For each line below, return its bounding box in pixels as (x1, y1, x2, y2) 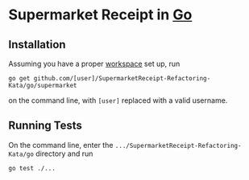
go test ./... (8, 164, 56, 172)
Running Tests (8, 119, 82, 133)
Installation (8, 38, 66, 51)
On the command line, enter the (8, 140, 114, 149)
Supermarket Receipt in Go (8, 6, 193, 24)
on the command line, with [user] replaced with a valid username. (8, 96, 228, 105)
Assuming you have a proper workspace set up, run (8, 59, 181, 68)
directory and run (35, 149, 93, 158)
